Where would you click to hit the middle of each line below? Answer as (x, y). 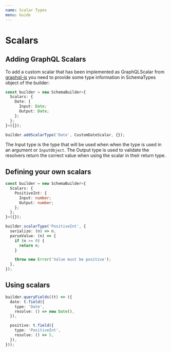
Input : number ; (35, 198)
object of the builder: (27, 82)
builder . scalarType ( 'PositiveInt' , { (46, 226)
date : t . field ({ (27, 302)
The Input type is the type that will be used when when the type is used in (83, 145)
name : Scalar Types (26, 10)
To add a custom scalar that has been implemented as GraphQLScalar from (85, 72)
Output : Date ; (34, 111)
